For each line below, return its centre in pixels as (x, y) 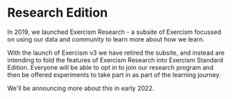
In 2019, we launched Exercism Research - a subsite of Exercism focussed (114, 32)
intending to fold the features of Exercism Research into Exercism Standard (115, 60)
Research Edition (58, 13)
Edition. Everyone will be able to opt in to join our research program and (110, 67)
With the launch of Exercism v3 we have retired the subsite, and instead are (116, 53)
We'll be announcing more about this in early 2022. (81, 88)
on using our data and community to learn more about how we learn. (106, 39)
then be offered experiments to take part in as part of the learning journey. (114, 75)
